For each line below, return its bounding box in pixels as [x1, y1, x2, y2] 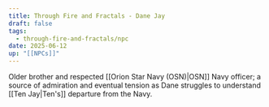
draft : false [8, 19, 53, 28]
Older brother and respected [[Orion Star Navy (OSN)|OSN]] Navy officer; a [8, 72, 262, 81]
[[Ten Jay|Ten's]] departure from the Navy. [8, 89, 153, 98]
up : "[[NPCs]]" [8, 49, 60, 58]
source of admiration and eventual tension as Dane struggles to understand [8, 80, 262, 90]
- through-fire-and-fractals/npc [15, 34, 129, 43]
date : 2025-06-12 [8, 42, 67, 50]
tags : [8, 27, 27, 35]
